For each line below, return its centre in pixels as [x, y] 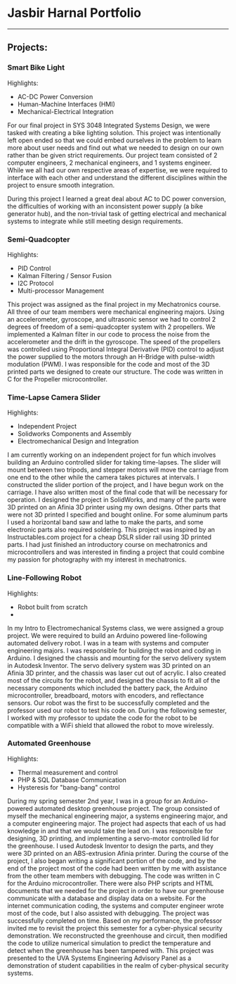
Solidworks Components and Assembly [74, 434]
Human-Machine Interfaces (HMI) [66, 104]
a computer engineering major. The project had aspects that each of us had [117, 823]
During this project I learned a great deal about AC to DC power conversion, [117, 198]
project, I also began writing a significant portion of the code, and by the [112, 861]
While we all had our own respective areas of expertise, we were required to [118, 170]
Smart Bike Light [36, 68]
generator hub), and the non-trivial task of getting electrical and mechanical [117, 213]
